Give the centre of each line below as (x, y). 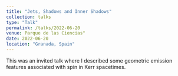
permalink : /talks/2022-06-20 (43, 28)
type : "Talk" (22, 22)
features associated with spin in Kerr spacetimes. (66, 67)
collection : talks (29, 17)
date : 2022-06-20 (27, 39)
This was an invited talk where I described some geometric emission (89, 61)
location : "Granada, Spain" (41, 44)
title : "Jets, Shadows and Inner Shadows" (59, 11)
